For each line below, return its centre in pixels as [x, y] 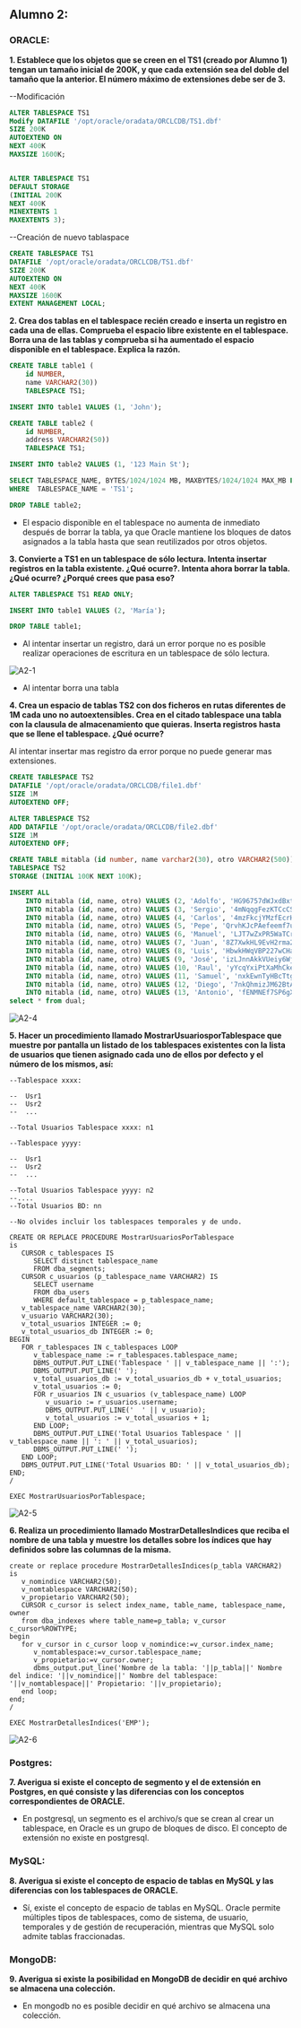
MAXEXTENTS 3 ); [38, 220]
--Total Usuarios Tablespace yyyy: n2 [82, 1191]
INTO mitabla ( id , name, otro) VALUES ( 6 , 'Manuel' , [126, 935]
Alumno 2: [39, 15]
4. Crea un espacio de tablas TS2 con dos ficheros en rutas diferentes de [148, 705]
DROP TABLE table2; [46, 505]
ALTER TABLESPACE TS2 [50, 818]
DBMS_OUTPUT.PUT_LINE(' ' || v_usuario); [125, 1410]
